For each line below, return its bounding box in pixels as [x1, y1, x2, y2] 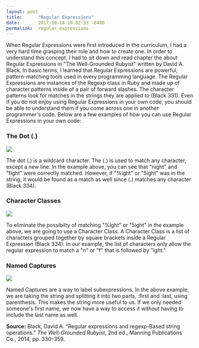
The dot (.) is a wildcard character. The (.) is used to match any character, [6, 157, 187, 164]
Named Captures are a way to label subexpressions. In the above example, [6, 286, 189, 293]
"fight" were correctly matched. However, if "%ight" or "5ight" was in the [6, 169, 185, 176]
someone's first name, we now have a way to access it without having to [6, 305, 184, 312]
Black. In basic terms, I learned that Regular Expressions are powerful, [6, 67, 178, 74]
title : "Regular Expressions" [6, 14, 94, 20]
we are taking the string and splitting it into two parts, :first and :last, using [6, 292, 188, 300]
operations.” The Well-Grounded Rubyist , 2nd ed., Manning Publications [6, 329, 182, 336]
